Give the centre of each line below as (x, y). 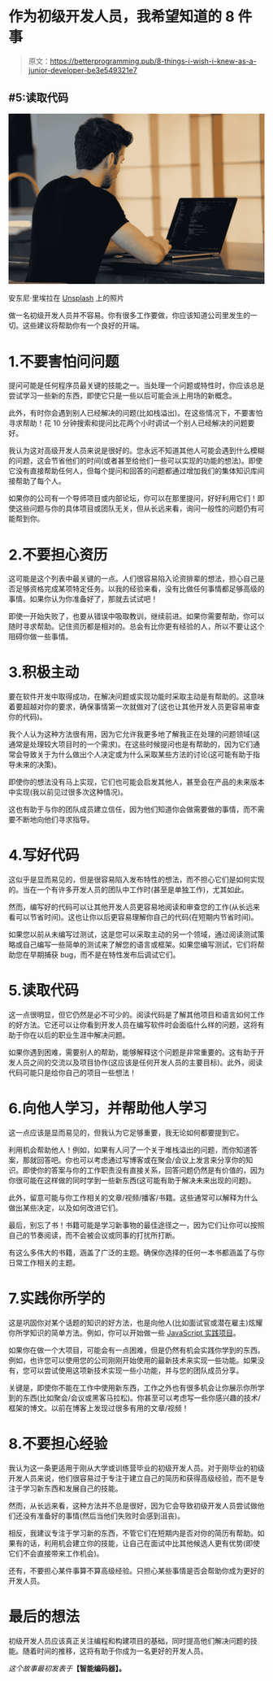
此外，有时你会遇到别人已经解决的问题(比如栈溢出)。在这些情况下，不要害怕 (136, 413)
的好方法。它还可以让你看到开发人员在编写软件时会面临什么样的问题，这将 (133, 1025)
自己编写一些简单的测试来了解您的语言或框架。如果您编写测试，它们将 (140, 945)
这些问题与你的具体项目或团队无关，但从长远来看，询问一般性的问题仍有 (136, 508)
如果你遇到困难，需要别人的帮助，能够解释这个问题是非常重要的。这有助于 (133, 1052)
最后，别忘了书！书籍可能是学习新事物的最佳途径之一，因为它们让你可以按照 (136, 1226)
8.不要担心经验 (58, 1444)
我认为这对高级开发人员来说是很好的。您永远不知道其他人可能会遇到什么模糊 (136, 451)
